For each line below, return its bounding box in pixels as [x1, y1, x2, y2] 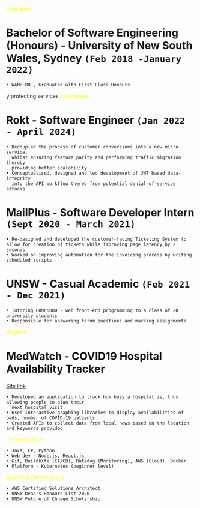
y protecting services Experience [6, 92, 88, 100]
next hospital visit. [11, 404, 66, 410]
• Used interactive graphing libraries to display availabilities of [6, 410, 184, 416]
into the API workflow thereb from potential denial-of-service [11, 180, 176, 187]
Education [6, 5, 31, 12]
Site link [6, 382, 26, 389]
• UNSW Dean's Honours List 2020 [6, 491, 90, 497]
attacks [6, 186, 26, 192]
